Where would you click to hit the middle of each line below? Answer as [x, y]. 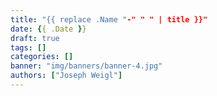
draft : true [35, 38]
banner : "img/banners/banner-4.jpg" [86, 66]
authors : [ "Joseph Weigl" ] [66, 76]
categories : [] [42, 57]
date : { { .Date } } [48, 29]
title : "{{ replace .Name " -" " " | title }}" [109, 19]
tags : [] [28, 47]
